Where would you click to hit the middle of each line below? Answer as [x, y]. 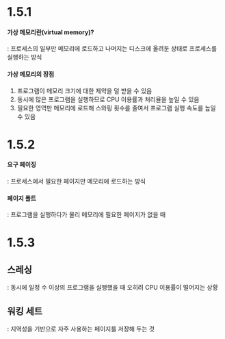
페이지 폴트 [22, 198]
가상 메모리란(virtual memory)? [51, 32]
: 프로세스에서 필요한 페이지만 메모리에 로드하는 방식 [76, 181]
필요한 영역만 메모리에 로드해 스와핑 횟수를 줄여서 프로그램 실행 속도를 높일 [117, 108]
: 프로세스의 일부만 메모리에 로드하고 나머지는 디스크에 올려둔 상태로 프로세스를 [112, 49]
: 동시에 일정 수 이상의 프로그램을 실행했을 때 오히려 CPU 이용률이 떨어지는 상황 [113, 288]
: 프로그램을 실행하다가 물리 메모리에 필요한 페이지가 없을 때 [87, 215]
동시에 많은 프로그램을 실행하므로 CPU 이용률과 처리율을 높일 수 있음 [108, 99]
